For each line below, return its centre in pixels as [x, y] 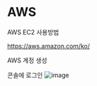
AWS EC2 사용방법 [33, 32]
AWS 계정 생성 [27, 60]
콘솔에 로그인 [25, 75]
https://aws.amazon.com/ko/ [48, 46]
